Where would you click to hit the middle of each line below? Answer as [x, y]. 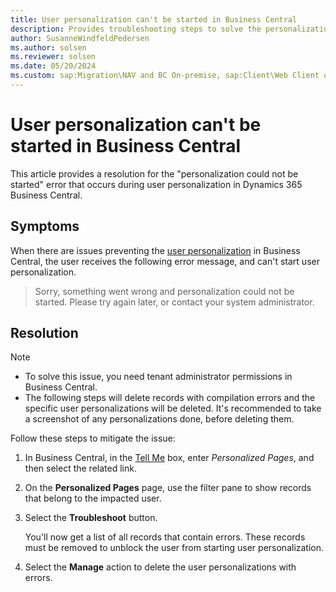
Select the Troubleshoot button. [91, 518]
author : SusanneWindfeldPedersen [80, 38]
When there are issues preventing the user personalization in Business [155, 250]
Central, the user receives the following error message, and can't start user [165, 261]
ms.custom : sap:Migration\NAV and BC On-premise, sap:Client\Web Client [165, 76]
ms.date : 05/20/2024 [53, 66]
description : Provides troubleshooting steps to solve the [136, 29]
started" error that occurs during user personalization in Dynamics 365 [156, 184]
